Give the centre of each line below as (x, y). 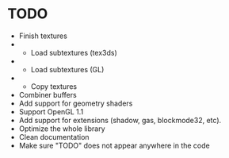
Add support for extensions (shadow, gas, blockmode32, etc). (120, 120)
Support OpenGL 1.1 (51, 111)
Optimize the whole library (62, 129)
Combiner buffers (48, 94)
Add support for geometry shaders (76, 103)
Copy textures (53, 86)
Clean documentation (54, 137)
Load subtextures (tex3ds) (74, 52)
